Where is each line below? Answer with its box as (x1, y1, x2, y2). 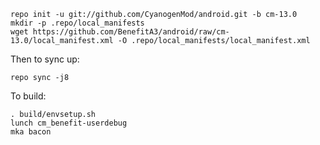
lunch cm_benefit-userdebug (10, 118, 128, 128)
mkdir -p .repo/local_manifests (10, 18, 145, 28)
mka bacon (10, 127, 52, 137)
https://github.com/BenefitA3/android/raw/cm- (32, 27, 230, 37)
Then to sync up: (10, 53, 80, 65)
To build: (10, 90, 47, 102)
